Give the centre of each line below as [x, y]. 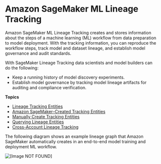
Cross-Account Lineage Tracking [45, 127]
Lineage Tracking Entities [37, 106]
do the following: [22, 68]
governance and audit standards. [38, 53]
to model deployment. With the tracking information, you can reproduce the [81, 43]
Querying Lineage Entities [38, 122]
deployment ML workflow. [31, 147]
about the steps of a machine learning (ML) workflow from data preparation [81, 38]
